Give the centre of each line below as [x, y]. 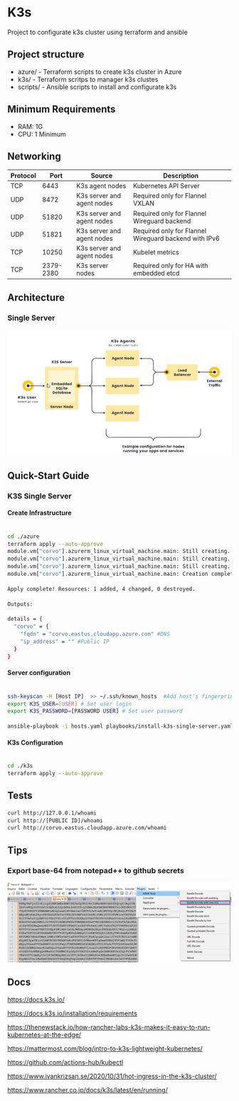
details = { [25, 619]
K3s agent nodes [101, 186]
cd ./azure [23, 536]
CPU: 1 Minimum [42, 134]
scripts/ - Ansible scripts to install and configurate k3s [97, 87]
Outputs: [20, 604]
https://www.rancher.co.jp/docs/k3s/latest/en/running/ [88, 1090]
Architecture [36, 298]
